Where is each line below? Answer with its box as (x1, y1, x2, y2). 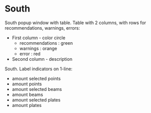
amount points (12, 81, 42, 87)
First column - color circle (12, 35, 66, 41)
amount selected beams (12, 86, 62, 92)
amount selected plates (12, 96, 61, 103)
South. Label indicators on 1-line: (5, 66, 73, 72)
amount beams (12, 91, 43, 97)
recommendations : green (19, 40, 73, 46)
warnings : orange (19, 45, 57, 51)
